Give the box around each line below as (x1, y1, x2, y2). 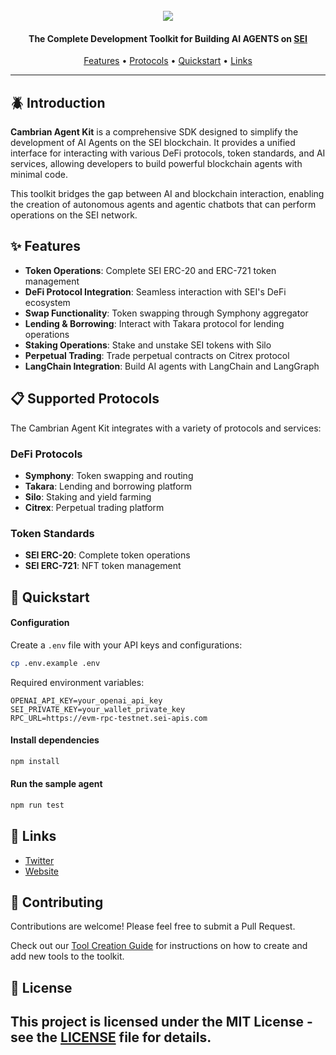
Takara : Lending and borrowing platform (24, 480, 193, 492)
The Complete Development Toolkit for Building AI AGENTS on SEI (28, 32, 308, 44)
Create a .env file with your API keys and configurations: (10, 639, 243, 651)
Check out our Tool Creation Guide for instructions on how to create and (10, 940, 308, 952)
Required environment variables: (10, 676, 145, 688)
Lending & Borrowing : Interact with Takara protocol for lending (24, 317, 285, 329)
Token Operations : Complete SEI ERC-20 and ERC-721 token (24, 264, 277, 276)
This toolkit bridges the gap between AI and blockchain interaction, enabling (10, 188, 325, 200)
